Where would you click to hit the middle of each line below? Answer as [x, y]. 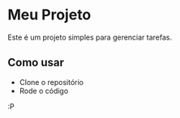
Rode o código [44, 91]
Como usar [36, 63]
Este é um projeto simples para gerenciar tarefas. [90, 37]
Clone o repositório [51, 82]
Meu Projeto [49, 15]
